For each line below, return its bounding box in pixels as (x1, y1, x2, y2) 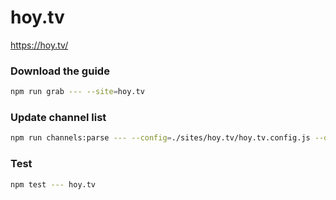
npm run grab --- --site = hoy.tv (10, 87, 145, 97)
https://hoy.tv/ (10, 39, 69, 51)
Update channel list (10, 111, 107, 125)
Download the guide (10, 64, 110, 78)
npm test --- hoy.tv (10, 179, 97, 190)
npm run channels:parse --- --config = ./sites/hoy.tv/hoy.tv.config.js (10, 133, 311, 143)
